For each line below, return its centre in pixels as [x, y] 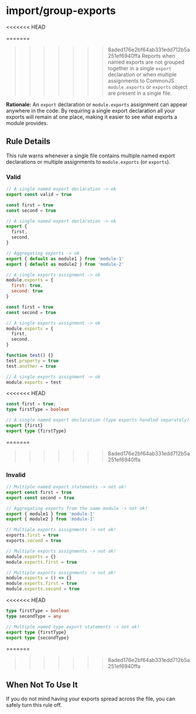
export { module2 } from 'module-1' [51, 519]
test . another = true [31, 366]
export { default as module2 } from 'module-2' [65, 264]
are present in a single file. [140, 93]
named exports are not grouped [146, 62]
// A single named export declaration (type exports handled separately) [98, 420]
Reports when [159, 56]
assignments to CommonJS [141, 81]
